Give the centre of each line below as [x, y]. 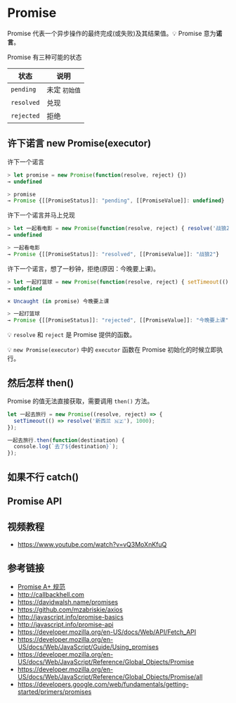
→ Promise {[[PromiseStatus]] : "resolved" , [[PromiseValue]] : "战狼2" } [113, 254]
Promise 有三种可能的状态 [45, 57]
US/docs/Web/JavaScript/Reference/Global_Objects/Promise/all [110, 676]
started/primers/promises [54, 692]
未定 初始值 [64, 89]
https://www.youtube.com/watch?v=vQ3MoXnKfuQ [92, 544]
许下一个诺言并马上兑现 [41, 215]
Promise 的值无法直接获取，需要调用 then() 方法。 [80, 401]
